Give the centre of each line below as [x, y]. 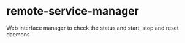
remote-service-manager [73, 11]
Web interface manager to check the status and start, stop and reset [92, 28]
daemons [18, 34]
